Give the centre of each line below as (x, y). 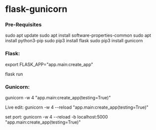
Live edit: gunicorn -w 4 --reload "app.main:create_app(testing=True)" (77, 107)
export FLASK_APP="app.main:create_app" (49, 64)
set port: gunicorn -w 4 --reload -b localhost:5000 (57, 117)
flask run (14, 74)
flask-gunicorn (36, 9)
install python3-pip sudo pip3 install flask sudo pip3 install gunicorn (74, 41)
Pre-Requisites (23, 25)
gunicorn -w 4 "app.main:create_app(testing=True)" (58, 98)
